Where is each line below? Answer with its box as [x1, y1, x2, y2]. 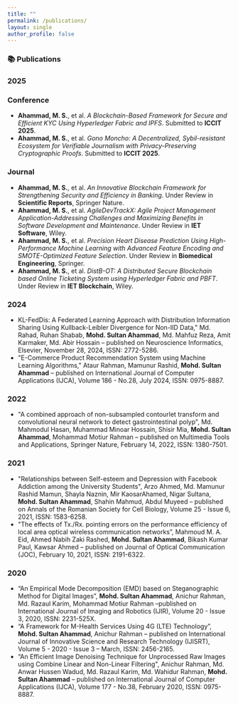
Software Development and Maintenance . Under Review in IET [17, 221, 201, 229]
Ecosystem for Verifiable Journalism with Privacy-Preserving [17, 142, 197, 150]
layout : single [7, 24, 53, 31]
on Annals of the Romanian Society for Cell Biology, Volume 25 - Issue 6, [17, 504, 231, 513]
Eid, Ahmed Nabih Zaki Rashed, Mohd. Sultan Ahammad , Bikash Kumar [17, 535, 229, 544]
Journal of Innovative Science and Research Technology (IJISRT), [17, 637, 210, 646]
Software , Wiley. [17, 229, 67, 237]
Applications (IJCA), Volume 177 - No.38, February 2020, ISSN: [17, 682, 202, 691]
